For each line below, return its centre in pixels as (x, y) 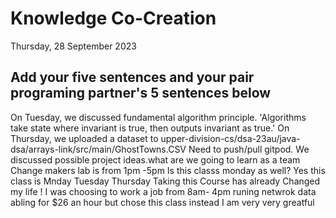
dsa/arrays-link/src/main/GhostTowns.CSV (98, 149)
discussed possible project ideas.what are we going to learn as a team (155, 159)
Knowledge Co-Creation (113, 18)
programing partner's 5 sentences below (141, 93)
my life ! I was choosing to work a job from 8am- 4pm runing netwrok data (163, 191)
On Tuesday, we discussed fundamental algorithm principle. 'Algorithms (158, 117)
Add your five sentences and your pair (132, 77)
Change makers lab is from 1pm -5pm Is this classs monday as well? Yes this (168, 170)
